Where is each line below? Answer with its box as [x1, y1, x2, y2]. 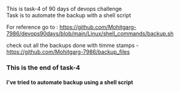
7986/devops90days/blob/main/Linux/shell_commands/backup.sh [6, 30, 174, 37]
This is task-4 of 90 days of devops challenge [6, 5, 122, 12]
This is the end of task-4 [6, 63, 81, 72]
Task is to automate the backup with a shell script [6, 12, 132, 19]
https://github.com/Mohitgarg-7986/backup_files [6, 48, 130, 55]
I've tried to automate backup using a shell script [6, 79, 133, 86]
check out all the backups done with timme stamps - [6, 42, 139, 49]
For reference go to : [6, 24, 58, 30]
